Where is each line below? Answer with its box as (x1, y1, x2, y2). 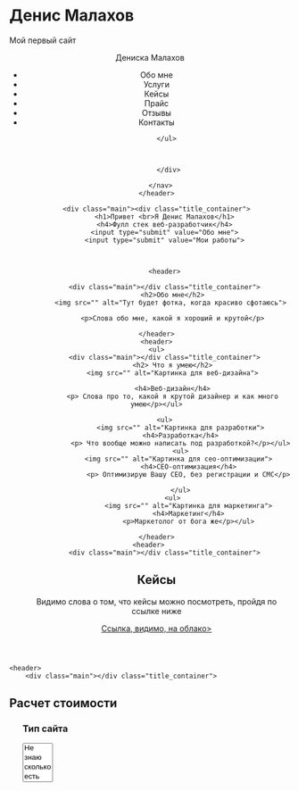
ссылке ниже (131, 605, 182, 616)
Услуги (143, 79, 170, 89)
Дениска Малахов (115, 52, 185, 62)
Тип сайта (21, 722, 69, 735)
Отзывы (141, 107, 172, 118)
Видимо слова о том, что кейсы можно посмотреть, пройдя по (36, 595, 277, 607)
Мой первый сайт (9, 35, 77, 46)
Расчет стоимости (9, 695, 118, 711)
